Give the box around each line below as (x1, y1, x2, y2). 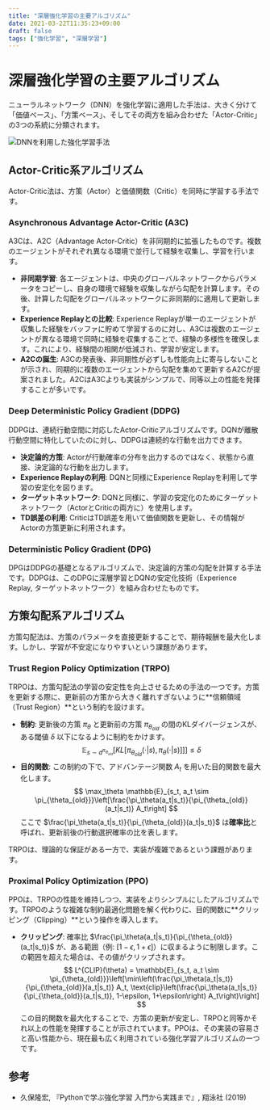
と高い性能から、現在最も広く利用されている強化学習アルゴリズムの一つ (19, 1033, 260, 1043)
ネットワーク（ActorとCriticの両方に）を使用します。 (19, 502, 197, 512)
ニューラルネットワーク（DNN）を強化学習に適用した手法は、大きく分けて (8, 100, 258, 110)
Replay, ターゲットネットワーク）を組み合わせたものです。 (8, 582, 204, 592)
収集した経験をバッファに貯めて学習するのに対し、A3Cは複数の (19, 324, 233, 334)
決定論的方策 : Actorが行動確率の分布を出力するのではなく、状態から (19, 452, 247, 461)
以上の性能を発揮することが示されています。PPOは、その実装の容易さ (27, 1024, 260, 1033)
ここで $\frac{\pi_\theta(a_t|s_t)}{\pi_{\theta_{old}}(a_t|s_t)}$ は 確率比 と (19, 818, 258, 827)
